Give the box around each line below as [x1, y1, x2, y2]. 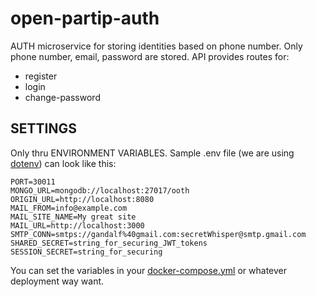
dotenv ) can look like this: [10, 157, 117, 169]
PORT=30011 [10, 177, 56, 187]
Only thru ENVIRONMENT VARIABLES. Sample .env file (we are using [10, 147, 295, 159]
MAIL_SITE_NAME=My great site [10, 212, 137, 222]
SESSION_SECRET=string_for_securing [10, 247, 163, 257]
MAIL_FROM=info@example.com [10, 203, 128, 213]
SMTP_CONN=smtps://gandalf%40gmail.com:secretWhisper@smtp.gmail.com [10, 229, 307, 239]
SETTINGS [10, 120, 77, 137]
